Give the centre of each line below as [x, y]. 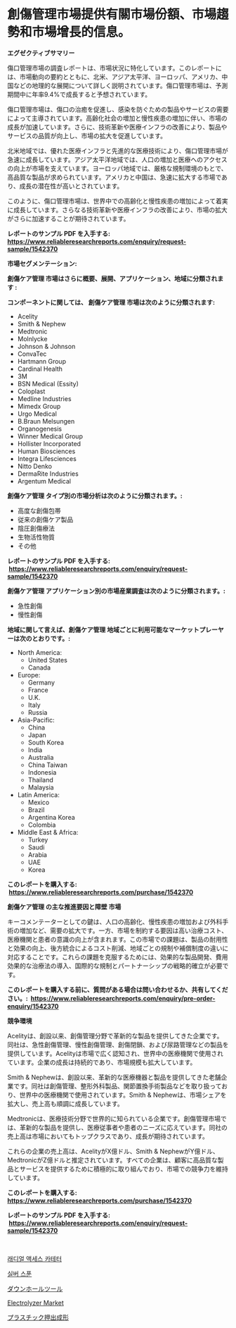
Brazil [36, 810]
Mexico [39, 802]
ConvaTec [32, 354]
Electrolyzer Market [36, 1303]
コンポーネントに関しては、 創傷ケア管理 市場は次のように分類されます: [111, 302]
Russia [38, 712]
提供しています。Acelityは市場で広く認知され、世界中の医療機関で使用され [115, 1053]
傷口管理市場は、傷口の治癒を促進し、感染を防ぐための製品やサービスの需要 [118, 109]
